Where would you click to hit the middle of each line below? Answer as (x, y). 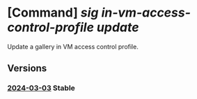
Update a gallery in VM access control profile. (73, 46)
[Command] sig (53, 13)
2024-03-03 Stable (41, 88)
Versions (27, 68)
